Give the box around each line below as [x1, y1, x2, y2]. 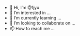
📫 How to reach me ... [9, 26, 55, 31]
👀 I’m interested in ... [9, 10, 51, 16]
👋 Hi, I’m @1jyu [9, 5, 40, 10]
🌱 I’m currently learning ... [9, 15, 62, 20]
